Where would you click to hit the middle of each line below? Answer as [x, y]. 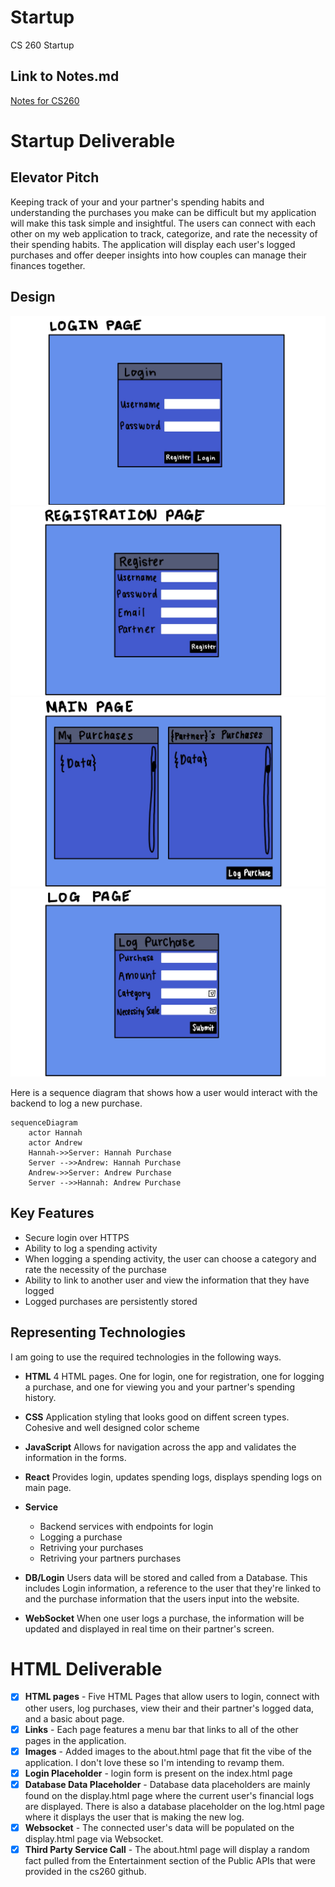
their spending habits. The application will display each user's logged [153, 244]
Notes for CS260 [45, 100]
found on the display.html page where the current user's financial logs [169, 1795]
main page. [48, 1487]
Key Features [52, 1213]
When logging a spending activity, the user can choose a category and [170, 1258]
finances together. [48, 265]
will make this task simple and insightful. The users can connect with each [163, 223]
